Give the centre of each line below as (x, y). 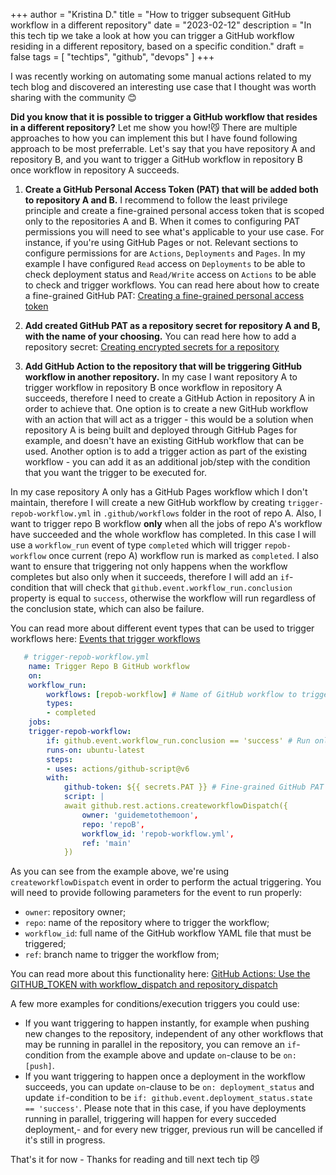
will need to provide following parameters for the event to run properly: (156, 893)
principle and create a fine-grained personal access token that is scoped (174, 210)
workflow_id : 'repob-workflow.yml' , (158, 834)
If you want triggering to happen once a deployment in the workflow (165, 1076)
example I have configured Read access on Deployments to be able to (165, 263)
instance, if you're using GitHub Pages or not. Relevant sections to (161, 242)
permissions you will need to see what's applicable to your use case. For (174, 232)
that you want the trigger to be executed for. (115, 472)
